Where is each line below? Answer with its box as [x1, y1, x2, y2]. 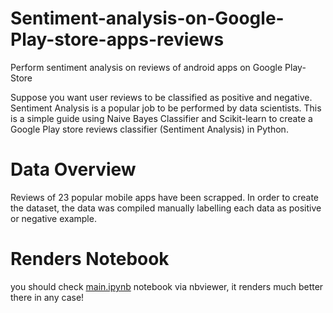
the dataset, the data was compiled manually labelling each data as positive [10, 202, 322, 214]
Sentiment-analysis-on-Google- [10, 7, 285, 30]
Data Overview [10, 158, 137, 181]
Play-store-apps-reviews [10, 28, 225, 51]
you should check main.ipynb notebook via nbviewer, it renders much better [10, 280, 324, 292]
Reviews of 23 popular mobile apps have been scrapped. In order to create [10, 191, 320, 203]
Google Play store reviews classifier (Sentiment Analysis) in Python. [10, 123, 289, 135]
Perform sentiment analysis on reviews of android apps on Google [10, 61, 283, 73]
